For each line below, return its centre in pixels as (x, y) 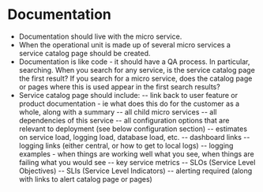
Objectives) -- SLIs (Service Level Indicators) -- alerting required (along (135, 171)
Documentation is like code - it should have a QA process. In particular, (134, 62)
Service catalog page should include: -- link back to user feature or (128, 95)
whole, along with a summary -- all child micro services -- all (118, 111)
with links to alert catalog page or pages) (86, 179)
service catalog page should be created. (85, 53)
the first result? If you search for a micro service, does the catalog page (135, 78)
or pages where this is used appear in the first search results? (119, 87)
